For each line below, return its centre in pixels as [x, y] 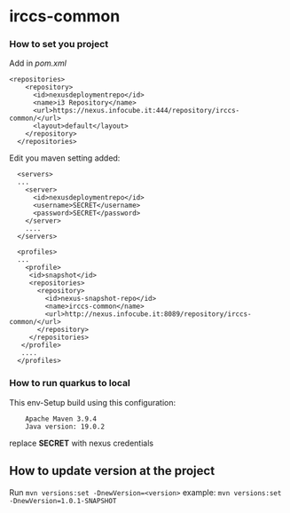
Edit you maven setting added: [65, 158]
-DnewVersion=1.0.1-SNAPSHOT [63, 501]
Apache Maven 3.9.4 [61, 419]
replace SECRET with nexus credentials [81, 443]
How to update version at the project [112, 471]
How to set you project [59, 44]
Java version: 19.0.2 [65, 426]
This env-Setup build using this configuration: [93, 402]
